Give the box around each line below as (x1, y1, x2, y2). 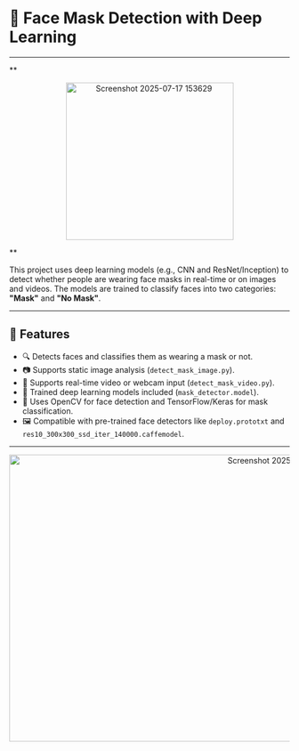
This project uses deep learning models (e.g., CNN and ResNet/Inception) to (9, 264, 289, 275)
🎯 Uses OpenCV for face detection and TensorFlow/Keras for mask (21, 396, 269, 407)
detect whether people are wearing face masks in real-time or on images (9, 273, 277, 284)
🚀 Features (9, 327, 70, 342)
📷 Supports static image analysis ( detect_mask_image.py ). (21, 364, 235, 375)
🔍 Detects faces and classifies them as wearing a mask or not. (21, 351, 254, 361)
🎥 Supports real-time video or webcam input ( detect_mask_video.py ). (21, 377, 275, 388)
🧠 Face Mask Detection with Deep (9, 8, 263, 28)
